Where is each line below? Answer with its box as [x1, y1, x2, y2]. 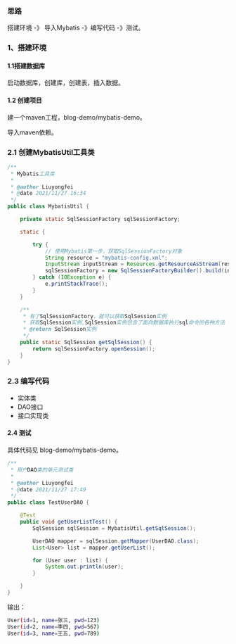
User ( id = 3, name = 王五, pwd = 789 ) [7, 630, 100, 637]
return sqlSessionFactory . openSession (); [32, 345, 156, 353]
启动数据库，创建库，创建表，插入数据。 [7, 79, 124, 87]
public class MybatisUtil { [7, 203, 90, 210]
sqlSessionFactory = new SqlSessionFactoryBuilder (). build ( [44, 267, 225, 274]
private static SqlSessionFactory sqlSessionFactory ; [20, 216, 181, 223]
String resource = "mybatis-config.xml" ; [44, 254, 169, 261]
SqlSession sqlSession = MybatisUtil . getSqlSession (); [32, 524, 197, 532]
